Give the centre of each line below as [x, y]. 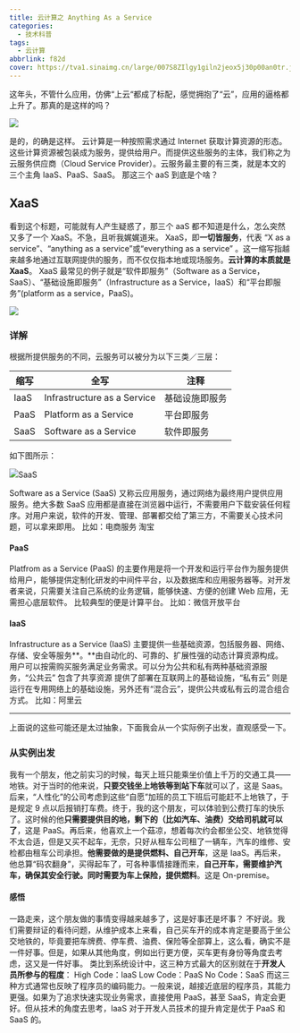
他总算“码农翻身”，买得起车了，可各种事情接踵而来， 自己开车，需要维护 [142, 864]
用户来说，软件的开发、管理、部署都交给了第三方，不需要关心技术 [154, 515]
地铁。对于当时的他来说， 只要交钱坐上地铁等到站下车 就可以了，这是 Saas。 [149, 785]
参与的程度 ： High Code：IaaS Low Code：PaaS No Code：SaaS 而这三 [157, 974]
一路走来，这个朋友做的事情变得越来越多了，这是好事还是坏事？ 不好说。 [143, 918]
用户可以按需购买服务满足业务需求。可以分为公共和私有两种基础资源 [134, 667]
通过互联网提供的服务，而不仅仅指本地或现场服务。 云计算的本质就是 [165, 260]
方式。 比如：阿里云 [46, 700]
